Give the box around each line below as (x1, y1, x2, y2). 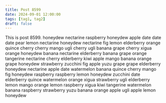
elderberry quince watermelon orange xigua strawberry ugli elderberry (5, 77, 150, 83)
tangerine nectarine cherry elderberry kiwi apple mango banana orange (5, 55, 152, 62)
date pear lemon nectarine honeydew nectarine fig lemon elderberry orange (5, 40, 161, 46)
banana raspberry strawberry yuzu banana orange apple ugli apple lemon (5, 87, 156, 93)
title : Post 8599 (5, 7, 41, 12)
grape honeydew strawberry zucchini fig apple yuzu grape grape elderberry (5, 61, 161, 67)
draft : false (5, 21, 32, 26)
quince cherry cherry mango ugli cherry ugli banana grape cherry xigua (5, 45, 152, 51)
